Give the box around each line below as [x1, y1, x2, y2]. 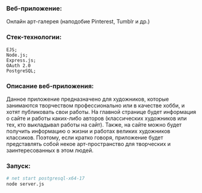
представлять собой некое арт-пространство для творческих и [6, 140, 171, 147]
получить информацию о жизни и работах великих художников [6, 127, 171, 134]
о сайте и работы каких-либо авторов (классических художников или [6, 115, 187, 122]
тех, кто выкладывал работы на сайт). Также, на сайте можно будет [6, 121, 182, 128]
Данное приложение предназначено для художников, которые [6, 95, 169, 103]
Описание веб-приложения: [6, 81, 94, 90]
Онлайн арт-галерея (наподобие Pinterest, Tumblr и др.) [6, 18, 150, 25]
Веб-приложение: [6, 4, 62, 13]
